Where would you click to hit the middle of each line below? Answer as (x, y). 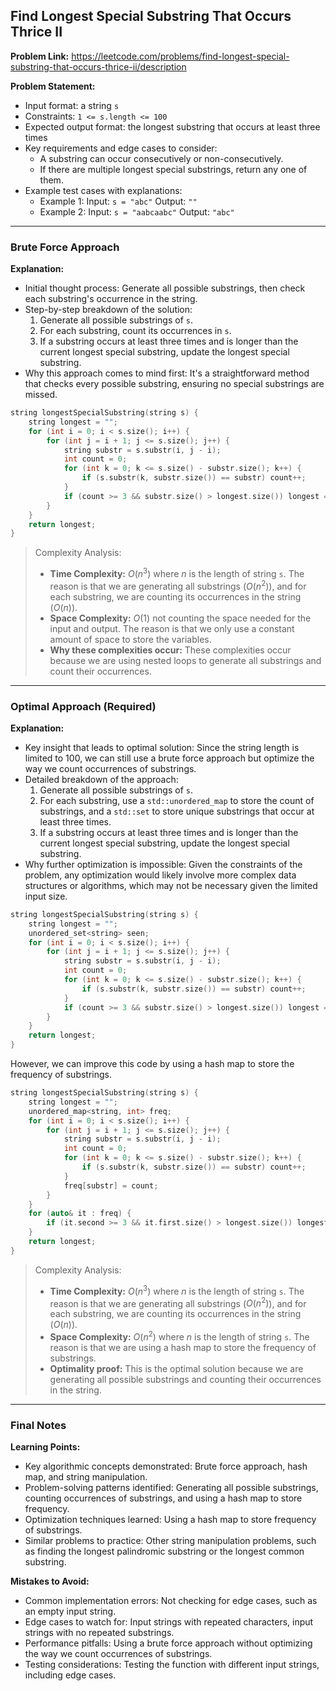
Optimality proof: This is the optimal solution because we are (176, 1368)
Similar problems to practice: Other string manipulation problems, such (170, 1541)
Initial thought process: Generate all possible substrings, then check (165, 288)
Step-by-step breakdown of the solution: (108, 310)
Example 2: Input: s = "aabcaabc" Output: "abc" (137, 211)
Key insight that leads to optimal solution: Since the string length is (162, 747)
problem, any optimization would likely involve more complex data (160, 875)
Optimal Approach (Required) (83, 706)
